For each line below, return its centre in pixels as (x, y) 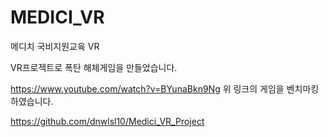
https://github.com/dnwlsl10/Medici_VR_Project (107, 121)
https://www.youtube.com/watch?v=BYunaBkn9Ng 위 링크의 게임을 (147, 88)
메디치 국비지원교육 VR (55, 46)
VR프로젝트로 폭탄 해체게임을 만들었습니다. (94, 67)
